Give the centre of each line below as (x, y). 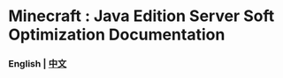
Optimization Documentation (117, 35)
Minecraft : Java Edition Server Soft (141, 16)
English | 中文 (38, 64)
